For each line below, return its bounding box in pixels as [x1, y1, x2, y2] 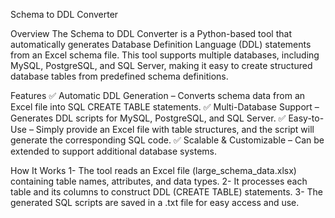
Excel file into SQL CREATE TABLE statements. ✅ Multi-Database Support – [10, 101, 320, 113]
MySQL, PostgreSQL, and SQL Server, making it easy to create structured [10, 60, 313, 71]
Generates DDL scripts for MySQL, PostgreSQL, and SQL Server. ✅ [10, 112, 287, 124]
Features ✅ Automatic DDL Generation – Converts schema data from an [10, 90, 306, 101]
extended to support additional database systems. [10, 145, 218, 157]
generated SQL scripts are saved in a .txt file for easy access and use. [10, 197, 300, 208]
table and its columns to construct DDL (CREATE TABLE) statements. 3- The [10, 186, 324, 198]
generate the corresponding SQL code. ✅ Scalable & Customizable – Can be [10, 134, 325, 146]
